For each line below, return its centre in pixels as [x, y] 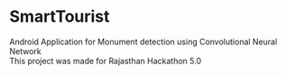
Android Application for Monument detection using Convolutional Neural [143, 42]
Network [26, 51]
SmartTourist [60, 17]
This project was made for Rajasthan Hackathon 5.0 [106, 61]
